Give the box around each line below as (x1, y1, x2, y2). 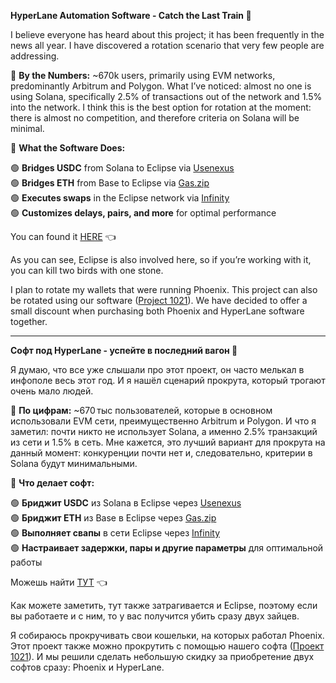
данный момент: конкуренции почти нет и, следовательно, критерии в (10, 447, 313, 459)
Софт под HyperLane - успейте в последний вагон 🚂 (10, 345, 238, 356)
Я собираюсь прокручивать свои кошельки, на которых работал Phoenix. (10, 630, 325, 641)
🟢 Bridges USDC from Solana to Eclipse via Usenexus (10, 162, 235, 174)
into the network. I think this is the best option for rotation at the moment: (10, 101, 312, 113)
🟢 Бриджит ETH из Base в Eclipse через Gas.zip (10, 512, 217, 524)
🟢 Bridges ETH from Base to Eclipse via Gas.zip (10, 177, 210, 189)
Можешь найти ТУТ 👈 (10, 576, 108, 588)
